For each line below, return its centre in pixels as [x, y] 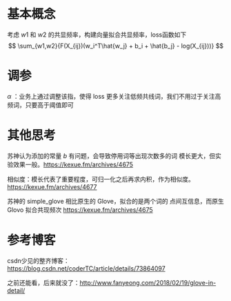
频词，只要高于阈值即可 [40, 105]
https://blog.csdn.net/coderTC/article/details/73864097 [86, 268]
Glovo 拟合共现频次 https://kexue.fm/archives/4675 [80, 210]
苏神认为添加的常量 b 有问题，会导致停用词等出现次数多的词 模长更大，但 [111, 155]
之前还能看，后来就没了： [43, 282]
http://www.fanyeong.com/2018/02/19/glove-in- [148, 282]
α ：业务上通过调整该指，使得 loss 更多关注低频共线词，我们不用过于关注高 [114, 96]
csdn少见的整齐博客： [39, 260]
